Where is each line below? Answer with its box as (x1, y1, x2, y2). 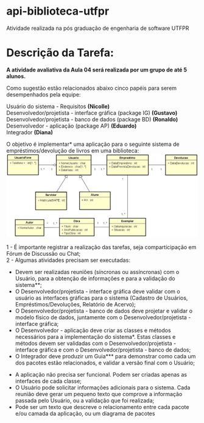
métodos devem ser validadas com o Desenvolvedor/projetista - (15, 339, 177, 347)
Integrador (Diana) (6, 128, 53, 136)
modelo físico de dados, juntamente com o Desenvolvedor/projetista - (15, 313, 191, 321)
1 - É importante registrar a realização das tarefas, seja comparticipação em (6, 243, 197, 251)
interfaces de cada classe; (15, 377, 82, 385)
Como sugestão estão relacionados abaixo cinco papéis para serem (6, 84, 177, 92)
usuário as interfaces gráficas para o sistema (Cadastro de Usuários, (15, 294, 188, 302)
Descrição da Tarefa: (6, 46, 114, 60)
